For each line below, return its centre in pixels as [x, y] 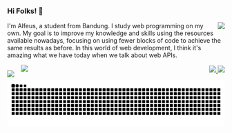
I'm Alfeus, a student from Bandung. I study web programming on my [105, 26]
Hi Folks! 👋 [25, 11]
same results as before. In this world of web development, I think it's [104, 48]
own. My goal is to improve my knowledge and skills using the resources [110, 33]
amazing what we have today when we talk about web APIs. [93, 55]
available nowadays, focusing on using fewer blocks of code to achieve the [114, 41]
